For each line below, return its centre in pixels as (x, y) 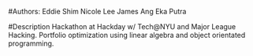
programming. (31, 43)
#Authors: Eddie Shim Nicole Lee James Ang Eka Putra (97, 11)
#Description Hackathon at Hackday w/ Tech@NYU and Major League (122, 26)
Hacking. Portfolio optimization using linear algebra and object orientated (127, 35)
